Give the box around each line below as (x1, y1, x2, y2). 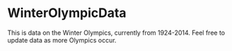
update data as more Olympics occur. (7, 35, 117, 44)
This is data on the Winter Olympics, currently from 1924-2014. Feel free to (7, 28, 225, 37)
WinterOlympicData (7, 5, 127, 21)
